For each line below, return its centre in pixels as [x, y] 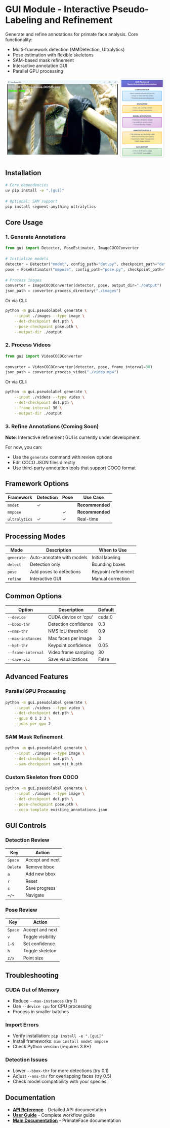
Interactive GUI [46, 578]
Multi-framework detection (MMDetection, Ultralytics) [69, 49]
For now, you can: [24, 447]
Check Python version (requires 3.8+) [52, 1047]
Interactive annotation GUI [40, 66]
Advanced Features [37, 677]
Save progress [40, 888]
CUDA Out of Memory [32, 990]
